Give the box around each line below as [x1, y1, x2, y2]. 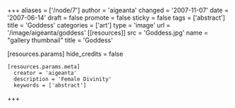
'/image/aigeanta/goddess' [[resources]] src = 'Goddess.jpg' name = [7, 28, 208, 37]
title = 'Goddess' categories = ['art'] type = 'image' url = [7, 21, 171, 29]
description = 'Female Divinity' [13, 76, 112, 83]
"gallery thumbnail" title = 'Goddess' [7, 36, 113, 44]
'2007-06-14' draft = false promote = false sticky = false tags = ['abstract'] [7, 13, 226, 22]
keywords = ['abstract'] [13, 82, 87, 89]
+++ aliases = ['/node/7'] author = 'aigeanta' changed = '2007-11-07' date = [7, 6, 229, 14]
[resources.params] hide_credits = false [7, 49, 123, 58]
